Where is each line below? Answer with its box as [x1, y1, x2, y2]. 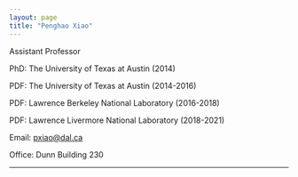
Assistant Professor [9, 45, 82, 56]
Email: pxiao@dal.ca [9, 132, 83, 142]
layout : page [9, 12, 58, 22]
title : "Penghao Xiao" [9, 21, 93, 30]
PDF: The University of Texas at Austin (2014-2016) [9, 80, 197, 91]
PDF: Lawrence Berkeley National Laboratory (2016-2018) [9, 97, 220, 108]
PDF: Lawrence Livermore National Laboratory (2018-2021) [9, 115, 225, 125]
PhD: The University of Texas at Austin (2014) [9, 63, 176, 74]
